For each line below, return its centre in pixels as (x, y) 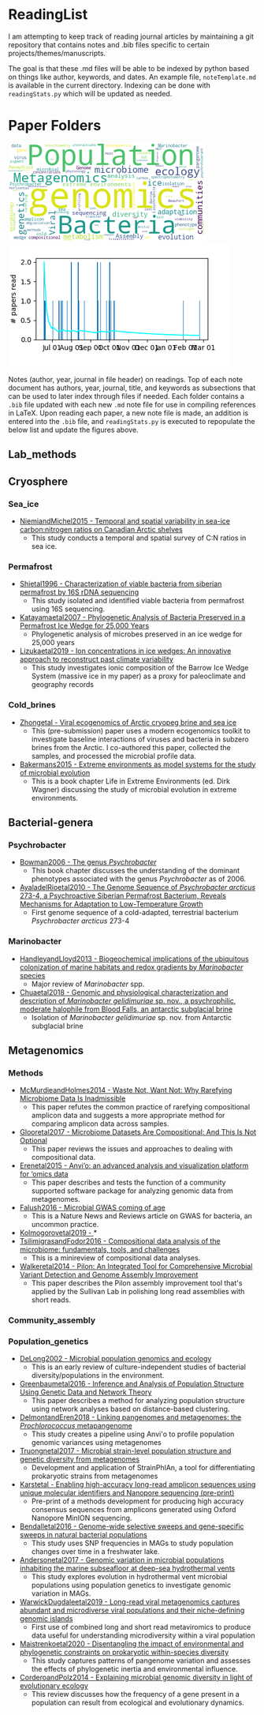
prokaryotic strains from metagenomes (95, 1476)
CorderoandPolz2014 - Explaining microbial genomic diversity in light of (136, 1677)
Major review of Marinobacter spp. (88, 984)
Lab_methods (43, 454)
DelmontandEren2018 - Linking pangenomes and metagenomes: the (130, 1417)
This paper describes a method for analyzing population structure (138, 1401)
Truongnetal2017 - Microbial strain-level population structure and (125, 1451)
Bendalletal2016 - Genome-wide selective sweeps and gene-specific (132, 1526)
